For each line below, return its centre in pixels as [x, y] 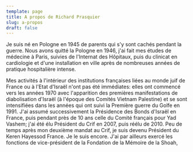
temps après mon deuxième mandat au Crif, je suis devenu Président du [92, 130]
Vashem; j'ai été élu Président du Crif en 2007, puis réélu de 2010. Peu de [94, 124]
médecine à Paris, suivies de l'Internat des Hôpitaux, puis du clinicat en [92, 57]
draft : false [22, 28]
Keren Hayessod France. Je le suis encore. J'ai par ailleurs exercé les [90, 137]
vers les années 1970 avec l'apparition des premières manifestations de [92, 93]
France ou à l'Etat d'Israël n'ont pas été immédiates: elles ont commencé [93, 87]
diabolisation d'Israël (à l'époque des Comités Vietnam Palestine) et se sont [97, 99]
